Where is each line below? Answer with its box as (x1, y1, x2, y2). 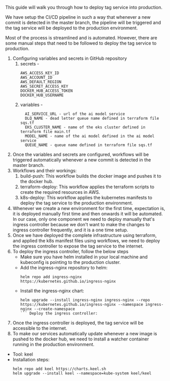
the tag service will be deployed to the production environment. (5, 25, 138, 31)
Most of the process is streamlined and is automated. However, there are (5, 35, 157, 41)
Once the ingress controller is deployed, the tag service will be (12, 320, 144, 326)
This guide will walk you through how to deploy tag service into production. (5, 5, 163, 10)
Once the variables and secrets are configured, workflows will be (12, 152, 149, 157)
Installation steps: (12, 357, 50, 362)
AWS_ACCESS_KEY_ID (20, 71, 59, 76)
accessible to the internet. (12, 325, 67, 331)
